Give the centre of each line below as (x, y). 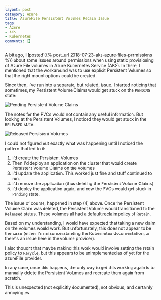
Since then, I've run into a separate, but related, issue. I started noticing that (80, 85)
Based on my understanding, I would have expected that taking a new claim (80, 223)
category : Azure (21, 14)
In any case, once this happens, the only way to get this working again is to (80, 267)
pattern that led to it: (25, 148)
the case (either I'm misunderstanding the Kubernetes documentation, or (78, 233)
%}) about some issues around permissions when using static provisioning (79, 60)
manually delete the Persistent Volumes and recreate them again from (74, 273)
